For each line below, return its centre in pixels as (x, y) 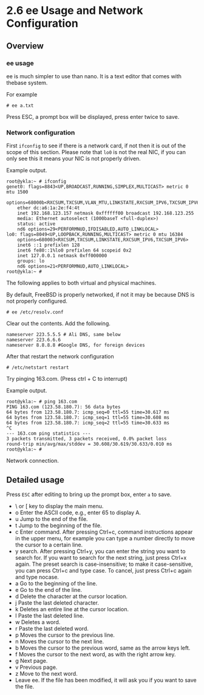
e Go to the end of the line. (49, 589)
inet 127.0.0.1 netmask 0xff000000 (62, 256)
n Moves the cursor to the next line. (59, 641)
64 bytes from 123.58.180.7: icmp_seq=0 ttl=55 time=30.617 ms (88, 412)
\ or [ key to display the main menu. (59, 506)
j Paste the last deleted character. (57, 603)
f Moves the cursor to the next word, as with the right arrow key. (95, 654)
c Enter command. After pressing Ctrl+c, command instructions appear (104, 532)
